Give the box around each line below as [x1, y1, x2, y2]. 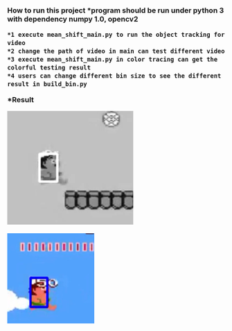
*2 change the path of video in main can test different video [7, 47, 225, 56]
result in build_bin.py [7, 80, 88, 88]
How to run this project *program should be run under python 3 [7, 6, 224, 15]
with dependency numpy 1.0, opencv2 [7, 14, 139, 24]
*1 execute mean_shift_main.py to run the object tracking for [7, 31, 225, 39]
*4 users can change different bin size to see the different [7, 72, 222, 80]
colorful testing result [7, 64, 91, 71]
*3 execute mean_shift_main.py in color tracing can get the [7, 56, 218, 64]
